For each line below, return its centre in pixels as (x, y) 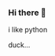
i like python (28, 30)
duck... (19, 45)
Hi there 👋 (27, 13)
